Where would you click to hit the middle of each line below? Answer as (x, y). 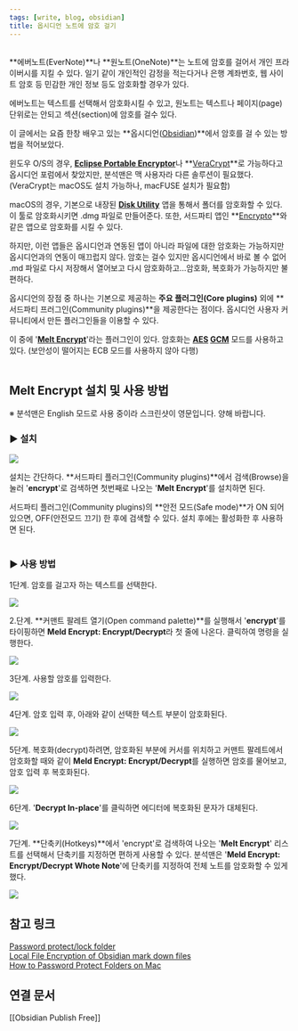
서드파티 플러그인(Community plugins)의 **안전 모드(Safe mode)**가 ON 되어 (147, 507)
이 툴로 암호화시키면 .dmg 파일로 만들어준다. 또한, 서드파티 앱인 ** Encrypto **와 (148, 216)
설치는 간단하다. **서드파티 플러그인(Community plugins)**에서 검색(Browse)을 (149, 477)
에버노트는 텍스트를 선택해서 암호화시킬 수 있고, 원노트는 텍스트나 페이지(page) (146, 102)
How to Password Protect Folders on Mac (85, 965)
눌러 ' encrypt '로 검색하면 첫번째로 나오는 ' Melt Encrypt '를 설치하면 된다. (137, 487)
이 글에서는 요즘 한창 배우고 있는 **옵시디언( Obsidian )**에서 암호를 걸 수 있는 (144, 133)
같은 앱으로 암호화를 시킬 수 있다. (66, 226)
